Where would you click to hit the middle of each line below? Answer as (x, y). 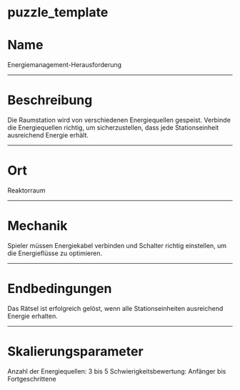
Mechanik (37, 226)
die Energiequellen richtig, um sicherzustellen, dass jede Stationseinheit (113, 128)
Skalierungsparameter (76, 352)
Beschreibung (50, 100)
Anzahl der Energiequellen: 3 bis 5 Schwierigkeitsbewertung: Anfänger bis (117, 371)
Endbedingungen (60, 289)
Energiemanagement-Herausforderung (65, 65)
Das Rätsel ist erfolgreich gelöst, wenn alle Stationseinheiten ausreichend (115, 308)
